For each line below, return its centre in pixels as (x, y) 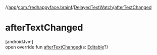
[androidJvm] (19, 41)
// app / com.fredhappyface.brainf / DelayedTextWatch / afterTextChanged (78, 7)
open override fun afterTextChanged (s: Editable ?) (57, 47)
